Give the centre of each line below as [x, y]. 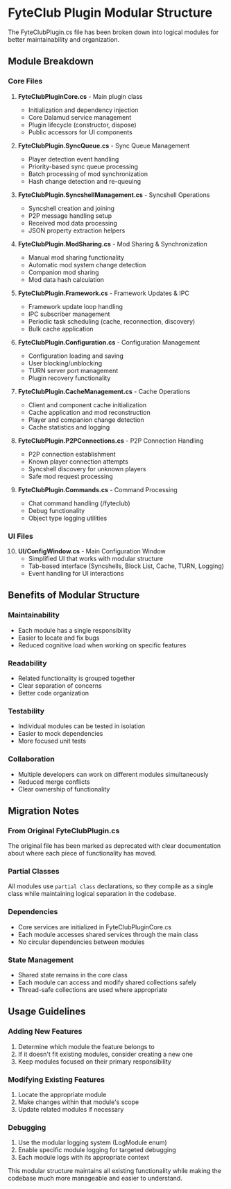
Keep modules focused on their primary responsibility [95, 1061]
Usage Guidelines [47, 1012]
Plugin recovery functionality [69, 378]
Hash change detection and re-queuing [85, 181]
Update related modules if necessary [71, 1110]
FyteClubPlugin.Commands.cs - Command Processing [97, 489]
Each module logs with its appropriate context [84, 1158]
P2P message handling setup [70, 215]
